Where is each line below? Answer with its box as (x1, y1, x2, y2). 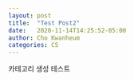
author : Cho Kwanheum (8, 33, 81, 42)
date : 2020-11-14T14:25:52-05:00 (8, 26, 127, 34)
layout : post (8, 11, 52, 20)
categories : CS (8, 41, 59, 49)
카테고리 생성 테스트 (8, 64, 70, 74)
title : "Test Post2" (8, 19, 81, 27)
